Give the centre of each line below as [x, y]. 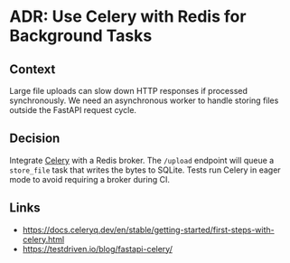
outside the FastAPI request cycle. [73, 110]
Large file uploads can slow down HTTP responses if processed [129, 91]
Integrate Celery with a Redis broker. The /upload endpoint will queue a [142, 160]
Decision [35, 139]
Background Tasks [81, 36]
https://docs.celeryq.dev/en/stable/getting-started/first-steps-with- [148, 230]
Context [33, 69]
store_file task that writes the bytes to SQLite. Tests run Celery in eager [145, 170]
